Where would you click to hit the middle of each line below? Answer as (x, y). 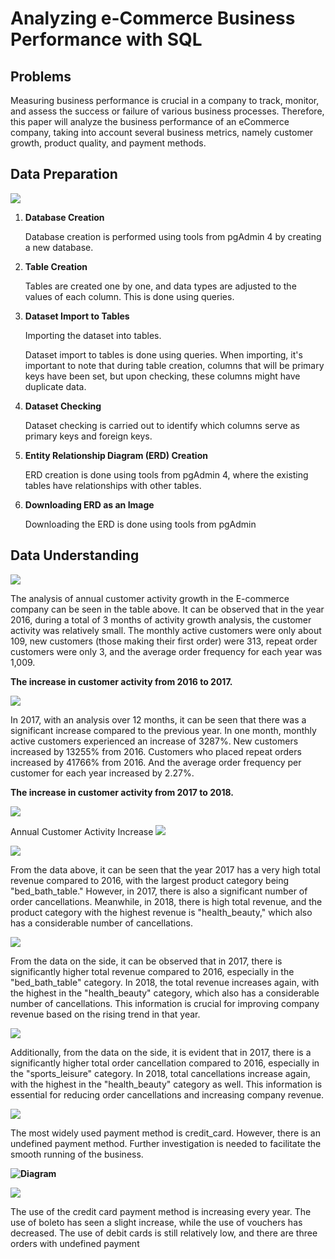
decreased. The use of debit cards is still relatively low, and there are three (164, 1233)
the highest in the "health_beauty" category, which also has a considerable (165, 993)
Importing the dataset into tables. (93, 335)
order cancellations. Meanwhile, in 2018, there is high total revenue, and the (166, 901)
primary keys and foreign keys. (88, 436)
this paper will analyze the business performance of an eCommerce (150, 121)
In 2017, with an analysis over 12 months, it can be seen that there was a (158, 719)
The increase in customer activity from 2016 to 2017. (121, 681)
